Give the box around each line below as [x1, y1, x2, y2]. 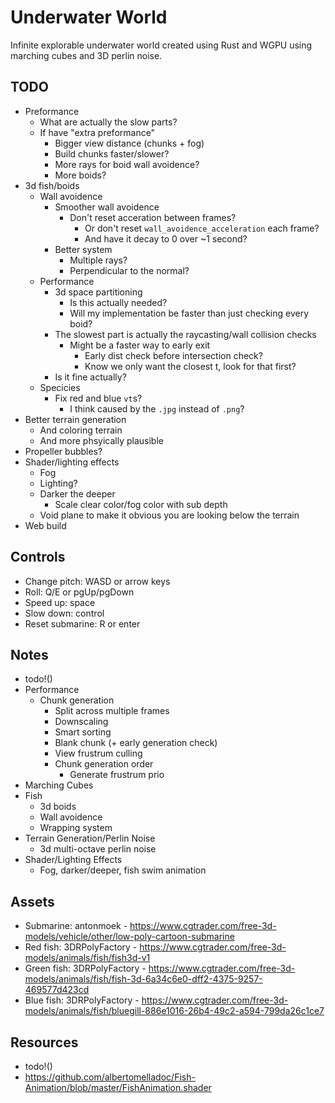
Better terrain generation [24, 413, 127, 425]
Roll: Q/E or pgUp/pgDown [24, 586, 135, 598]
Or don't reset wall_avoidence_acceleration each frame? [84, 222, 320, 234]
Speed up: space [24, 596, 96, 608]
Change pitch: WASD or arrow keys [24, 575, 171, 587]
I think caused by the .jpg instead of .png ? [69, 402, 245, 415]
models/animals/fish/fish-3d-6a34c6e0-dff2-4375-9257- [24, 973, 263, 985]
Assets [10, 893, 55, 910]
